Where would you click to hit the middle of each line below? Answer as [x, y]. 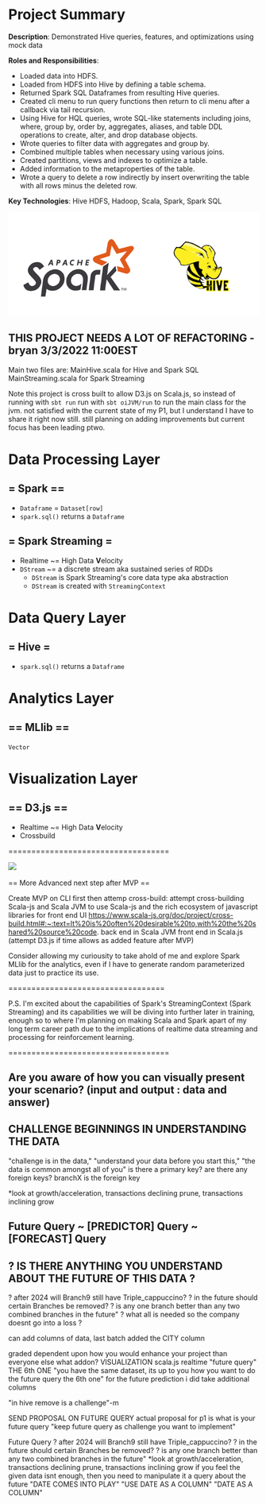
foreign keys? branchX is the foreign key [74, 1177]
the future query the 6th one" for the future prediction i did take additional [129, 1379]
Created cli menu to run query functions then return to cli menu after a [135, 101]
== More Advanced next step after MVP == [79, 883]
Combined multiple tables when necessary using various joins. [122, 152]
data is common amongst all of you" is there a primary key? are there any [128, 1169]
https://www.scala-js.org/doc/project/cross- [161, 914]
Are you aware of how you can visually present [127, 1077]
